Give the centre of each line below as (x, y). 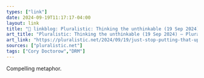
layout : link (23, 23)
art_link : (19, 40)
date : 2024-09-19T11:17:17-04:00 (49, 18)
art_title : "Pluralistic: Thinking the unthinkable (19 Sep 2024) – (95, 34)
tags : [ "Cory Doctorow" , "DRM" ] (46, 51)
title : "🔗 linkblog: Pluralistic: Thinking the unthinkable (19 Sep (95, 29)
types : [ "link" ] (27, 12)
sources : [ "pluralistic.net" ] (45, 46)
